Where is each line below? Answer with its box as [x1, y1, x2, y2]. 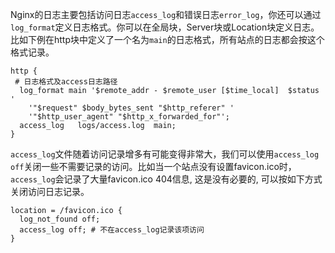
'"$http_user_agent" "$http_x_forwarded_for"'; [28, 112, 230, 122]
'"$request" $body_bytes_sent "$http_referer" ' [28, 103, 235, 113]
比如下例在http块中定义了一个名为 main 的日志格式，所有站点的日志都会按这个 [10, 34, 325, 45]
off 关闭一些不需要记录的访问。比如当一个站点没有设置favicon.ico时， [10, 161, 297, 172]
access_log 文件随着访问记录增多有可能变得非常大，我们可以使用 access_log [10, 148, 320, 160]
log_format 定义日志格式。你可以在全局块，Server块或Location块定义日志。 [10, 21, 320, 33]
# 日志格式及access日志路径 [14, 77, 118, 87]
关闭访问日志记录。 [10, 186, 90, 197]
